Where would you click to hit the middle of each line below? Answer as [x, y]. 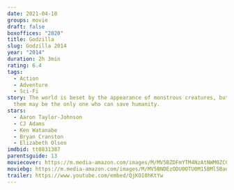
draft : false [26, 26]
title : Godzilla [31, 40]
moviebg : [20, 169]
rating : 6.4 [24, 65]
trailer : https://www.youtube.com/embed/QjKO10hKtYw [85, 175]
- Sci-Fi [26, 91]
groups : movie [28, 20]
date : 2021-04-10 [32, 14]
